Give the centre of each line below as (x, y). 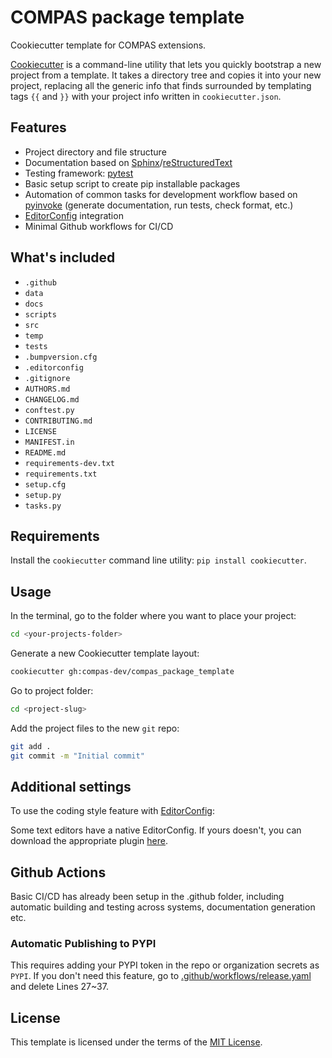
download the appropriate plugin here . (89, 841)
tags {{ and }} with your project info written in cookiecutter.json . (146, 96)
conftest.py (49, 410)
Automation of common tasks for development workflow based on (161, 194)
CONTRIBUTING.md (58, 421)
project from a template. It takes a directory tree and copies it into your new (166, 75)
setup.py (43, 495)
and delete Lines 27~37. (59, 987)
